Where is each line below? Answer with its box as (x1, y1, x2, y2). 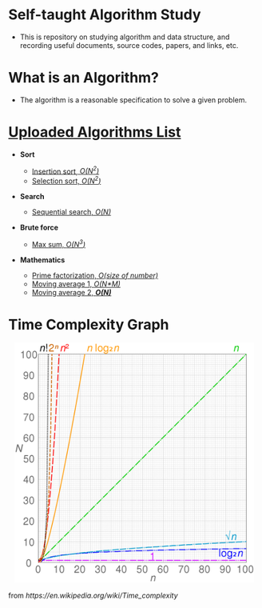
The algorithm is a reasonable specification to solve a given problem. (19, 94, 248, 105)
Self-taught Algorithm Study (8, 6, 201, 24)
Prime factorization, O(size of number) (31, 270, 158, 280)
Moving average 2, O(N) (31, 287, 112, 297)
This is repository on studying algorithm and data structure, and (19, 32, 230, 42)
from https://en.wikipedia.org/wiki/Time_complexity (8, 590, 178, 600)
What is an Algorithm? (8, 69, 160, 87)
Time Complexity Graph (8, 315, 169, 334)
